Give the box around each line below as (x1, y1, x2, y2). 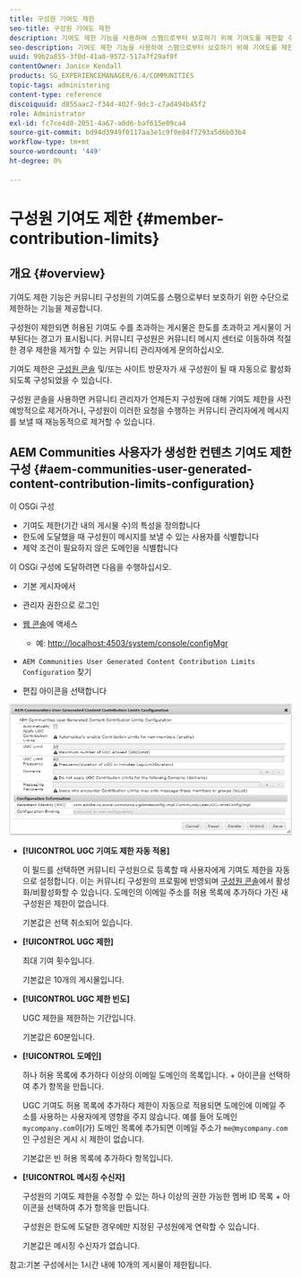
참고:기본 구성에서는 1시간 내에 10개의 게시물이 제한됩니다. (9, 1259, 212, 1270)
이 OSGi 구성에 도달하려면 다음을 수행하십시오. (9, 562, 172, 573)
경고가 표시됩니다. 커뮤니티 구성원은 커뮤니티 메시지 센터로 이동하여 (39, 333, 275, 344)
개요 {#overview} (9, 266, 106, 282)
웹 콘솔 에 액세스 (21, 619, 78, 630)
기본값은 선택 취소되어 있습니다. (21, 916, 133, 928)
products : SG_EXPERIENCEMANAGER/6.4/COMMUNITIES (9, 72, 194, 81)
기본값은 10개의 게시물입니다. (21, 974, 125, 985)
